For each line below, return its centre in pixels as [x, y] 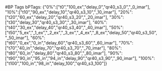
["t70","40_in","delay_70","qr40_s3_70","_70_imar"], [56, 48]
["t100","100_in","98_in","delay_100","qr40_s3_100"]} [56, 63]
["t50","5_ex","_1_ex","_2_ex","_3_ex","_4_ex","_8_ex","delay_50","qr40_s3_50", [81, 33]
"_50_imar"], [17, 38]
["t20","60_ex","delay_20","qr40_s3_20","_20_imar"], [57, 17]
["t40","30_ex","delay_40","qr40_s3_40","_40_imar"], [57, 28]
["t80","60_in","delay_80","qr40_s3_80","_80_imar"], [56, 53]
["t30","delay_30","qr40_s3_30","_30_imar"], [48, 22]
